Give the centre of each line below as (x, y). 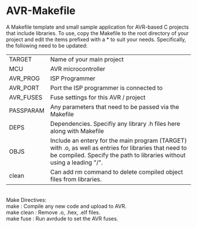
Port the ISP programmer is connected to (106, 88)
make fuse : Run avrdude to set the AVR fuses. (62, 218)
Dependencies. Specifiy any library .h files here (115, 123)
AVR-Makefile (41, 11)
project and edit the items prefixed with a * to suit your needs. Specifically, (96, 39)
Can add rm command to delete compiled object (117, 172)
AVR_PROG (24, 78)
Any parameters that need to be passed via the (115, 106)
